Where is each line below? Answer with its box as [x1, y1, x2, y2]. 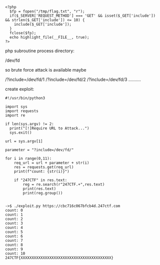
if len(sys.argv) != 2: [5, 121, 54, 126]
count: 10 [5, 251, 26, 256]
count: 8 [5, 242, 23, 247]
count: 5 [5, 229, 23, 234]
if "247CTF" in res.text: [14, 178, 68, 183]
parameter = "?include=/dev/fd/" [5, 148, 74, 152]
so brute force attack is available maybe [5, 67, 86, 73]
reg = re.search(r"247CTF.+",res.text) [23, 182, 105, 187]
